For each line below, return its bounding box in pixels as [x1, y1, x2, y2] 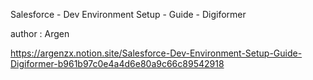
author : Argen [10, 28, 70, 39]
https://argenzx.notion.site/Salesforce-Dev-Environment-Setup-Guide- [10, 47, 303, 59]
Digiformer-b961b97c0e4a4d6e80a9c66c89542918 [10, 58, 225, 69]
